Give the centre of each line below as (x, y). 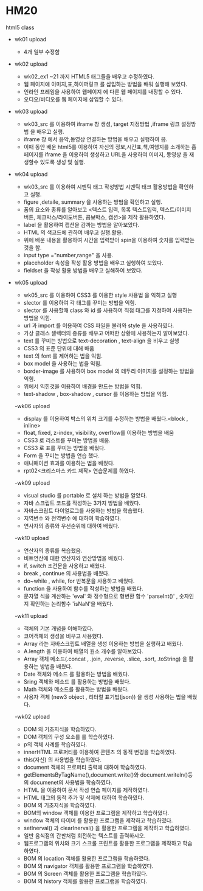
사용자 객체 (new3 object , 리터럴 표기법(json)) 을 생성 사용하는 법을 (105, 696)
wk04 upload (31, 174)
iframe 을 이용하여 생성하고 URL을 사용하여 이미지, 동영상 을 (116, 154)
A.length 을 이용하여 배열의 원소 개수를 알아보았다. (84, 651)
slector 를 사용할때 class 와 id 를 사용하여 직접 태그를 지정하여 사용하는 (108, 310)
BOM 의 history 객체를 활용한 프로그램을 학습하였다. (85, 881)
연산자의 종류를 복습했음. (53, 550)
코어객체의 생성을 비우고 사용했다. (64, 636)
